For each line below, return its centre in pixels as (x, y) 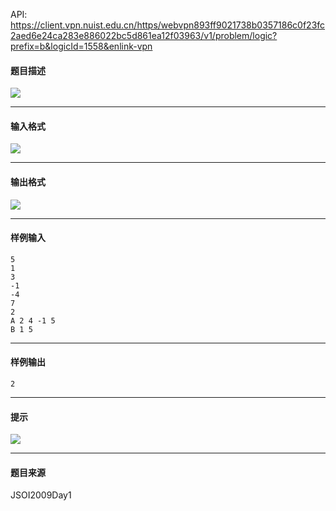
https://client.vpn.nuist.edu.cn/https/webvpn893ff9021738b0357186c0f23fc (168, 25)
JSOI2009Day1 (41, 495)
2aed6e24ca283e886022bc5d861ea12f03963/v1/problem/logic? (144, 35)
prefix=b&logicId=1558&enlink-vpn (81, 46)
